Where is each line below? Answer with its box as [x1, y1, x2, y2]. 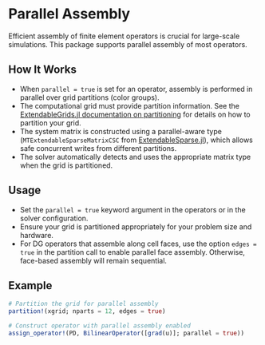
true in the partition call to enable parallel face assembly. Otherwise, [19, 247, 246, 256]
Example [8, 279, 53, 292]
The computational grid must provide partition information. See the [19, 101, 239, 110]
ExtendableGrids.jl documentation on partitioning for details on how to [19, 109, 251, 119]
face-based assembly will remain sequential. [19, 256, 168, 265]
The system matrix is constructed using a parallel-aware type [19, 126, 222, 136]
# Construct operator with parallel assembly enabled [8, 322, 192, 330]
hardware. [19, 230, 54, 240]
